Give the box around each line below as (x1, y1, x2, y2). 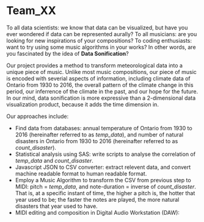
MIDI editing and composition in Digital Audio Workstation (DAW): (15, 209, 180, 216)
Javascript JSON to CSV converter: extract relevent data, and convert (15, 163, 191, 171)
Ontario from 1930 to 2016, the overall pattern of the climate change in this (6, 81, 194, 89)
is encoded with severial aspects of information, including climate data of (6, 75, 191, 82)
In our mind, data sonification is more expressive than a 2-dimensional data (6, 94, 196, 102)
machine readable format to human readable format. (15, 169, 147, 177)
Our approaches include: (6, 113, 69, 120)
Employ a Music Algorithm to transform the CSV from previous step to (15, 176, 191, 183)
